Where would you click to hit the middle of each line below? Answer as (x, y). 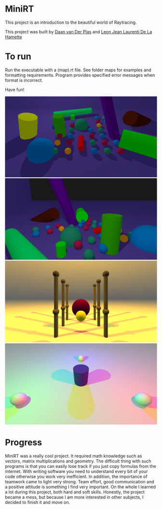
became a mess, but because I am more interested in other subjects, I (74, 497)
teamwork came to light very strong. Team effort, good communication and (80, 481)
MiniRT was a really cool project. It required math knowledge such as (74, 456)
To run (18, 56)
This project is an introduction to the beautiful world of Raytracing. (71, 22)
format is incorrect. (24, 80)
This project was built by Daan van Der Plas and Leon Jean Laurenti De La (79, 32)
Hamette (13, 37)
